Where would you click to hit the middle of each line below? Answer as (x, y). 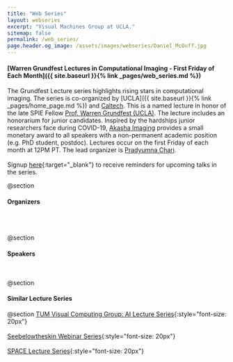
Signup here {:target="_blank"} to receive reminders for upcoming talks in (112, 165)
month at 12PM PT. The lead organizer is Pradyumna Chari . (92, 150)
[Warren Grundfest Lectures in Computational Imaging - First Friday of (111, 68)
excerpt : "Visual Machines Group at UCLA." (71, 26)
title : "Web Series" (37, 14)
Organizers (24, 201)
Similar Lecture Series (40, 299)
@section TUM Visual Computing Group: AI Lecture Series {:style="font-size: (117, 314)
